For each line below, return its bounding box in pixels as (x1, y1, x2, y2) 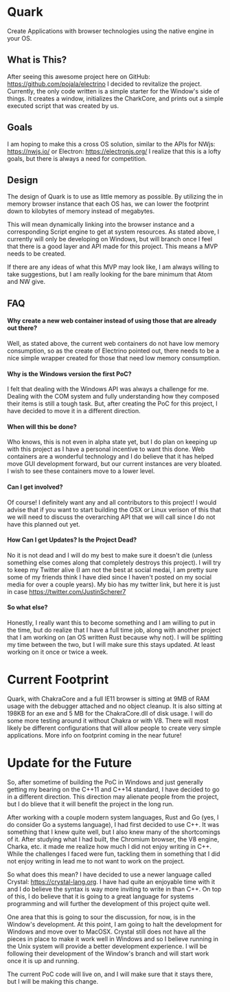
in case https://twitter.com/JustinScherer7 (7, 587, 126, 595)
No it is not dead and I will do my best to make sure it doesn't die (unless (7, 551, 213, 559)
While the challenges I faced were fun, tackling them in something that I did (7, 850, 221, 858)
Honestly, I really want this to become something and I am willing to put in (7, 618, 216, 626)
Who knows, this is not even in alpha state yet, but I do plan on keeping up (7, 438, 218, 446)
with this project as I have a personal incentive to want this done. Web (7, 445, 205, 454)
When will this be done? (7, 422, 77, 430)
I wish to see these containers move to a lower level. (7, 467, 155, 475)
